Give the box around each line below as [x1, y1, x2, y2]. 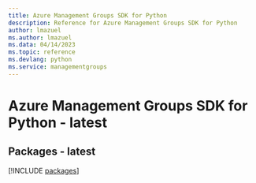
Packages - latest [8, 145, 96, 159]
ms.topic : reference [8, 48, 76, 56]
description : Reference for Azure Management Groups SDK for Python [8, 19, 238, 27]
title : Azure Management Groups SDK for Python [8, 11, 168, 20]
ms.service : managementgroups [8, 63, 108, 71]
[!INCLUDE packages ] [8, 166, 80, 175]
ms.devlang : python [8, 56, 72, 64]
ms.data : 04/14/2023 [8, 41, 76, 49]
